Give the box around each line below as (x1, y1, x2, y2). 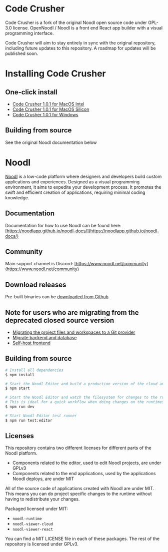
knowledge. (5, 194, 29, 200)
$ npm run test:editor (5, 418, 52, 423)
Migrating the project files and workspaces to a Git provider (12, 329, 135, 335)
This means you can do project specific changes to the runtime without (5, 491, 152, 497)
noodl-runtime (12, 517, 42, 522)
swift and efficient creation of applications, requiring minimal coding (5, 189, 145, 195)
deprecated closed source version (5, 316, 114, 325)
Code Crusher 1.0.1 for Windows (12, 111, 78, 117)
